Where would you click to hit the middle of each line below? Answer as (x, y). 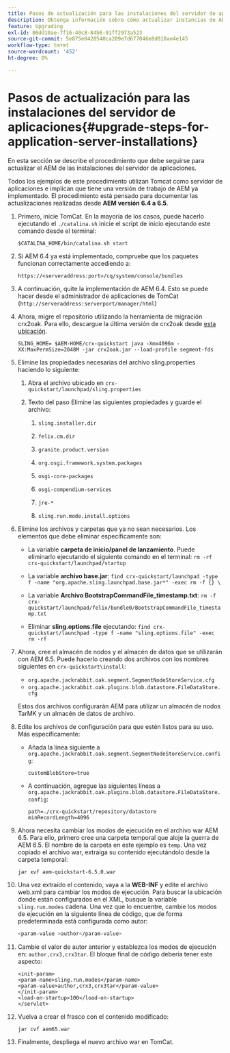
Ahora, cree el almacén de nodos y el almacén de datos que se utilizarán (120, 652)
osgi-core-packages (66, 476)
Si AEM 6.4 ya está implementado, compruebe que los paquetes (108, 256)
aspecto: (30, 961)
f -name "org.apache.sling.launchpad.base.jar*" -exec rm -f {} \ (124, 582)
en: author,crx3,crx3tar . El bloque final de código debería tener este (115, 954)
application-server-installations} (103, 141)
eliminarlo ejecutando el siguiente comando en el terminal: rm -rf (120, 556)
